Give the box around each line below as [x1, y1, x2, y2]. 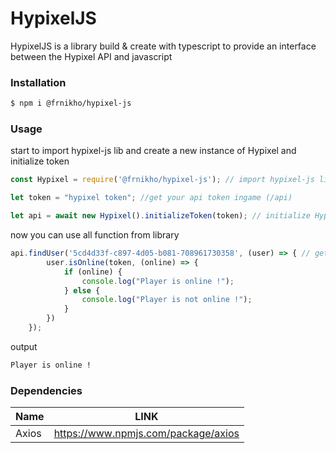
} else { [63, 285, 101, 296]
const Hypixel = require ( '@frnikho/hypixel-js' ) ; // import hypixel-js [10, 175, 315, 185]
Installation [10, 75, 67, 89]
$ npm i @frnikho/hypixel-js [10, 98, 132, 109]
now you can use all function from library [10, 229, 180, 241]
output [10, 340, 38, 352]
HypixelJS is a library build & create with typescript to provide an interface [10, 40, 317, 52]
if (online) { [63, 267, 123, 277]
